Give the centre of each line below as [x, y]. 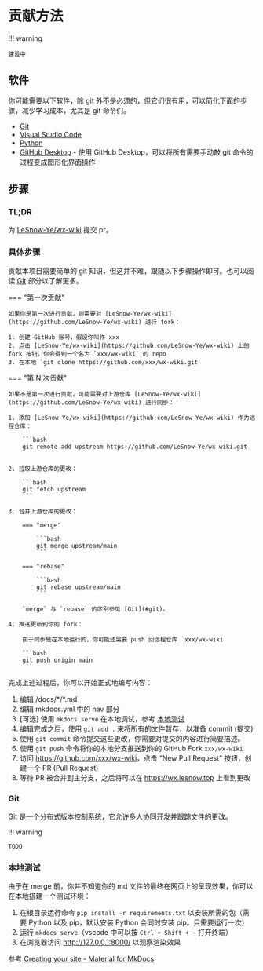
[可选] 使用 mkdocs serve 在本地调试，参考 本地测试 [102, 718]
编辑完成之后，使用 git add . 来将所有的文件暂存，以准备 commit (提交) [136, 728]
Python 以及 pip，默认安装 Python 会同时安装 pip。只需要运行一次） [139, 922]
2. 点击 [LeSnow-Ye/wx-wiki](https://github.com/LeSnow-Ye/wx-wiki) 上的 [129, 345]
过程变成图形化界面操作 [57, 162]
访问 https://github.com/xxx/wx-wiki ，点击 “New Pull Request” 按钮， [132, 757]
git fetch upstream [54, 489]
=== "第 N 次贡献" [38, 378]
